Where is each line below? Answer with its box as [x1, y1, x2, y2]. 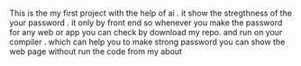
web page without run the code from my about [9, 46, 183, 57]
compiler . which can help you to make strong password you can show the [9, 36, 286, 47]
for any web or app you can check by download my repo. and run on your [9, 27, 283, 37]
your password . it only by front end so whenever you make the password [9, 17, 283, 28]
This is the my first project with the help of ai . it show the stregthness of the [9, 8, 293, 18]
